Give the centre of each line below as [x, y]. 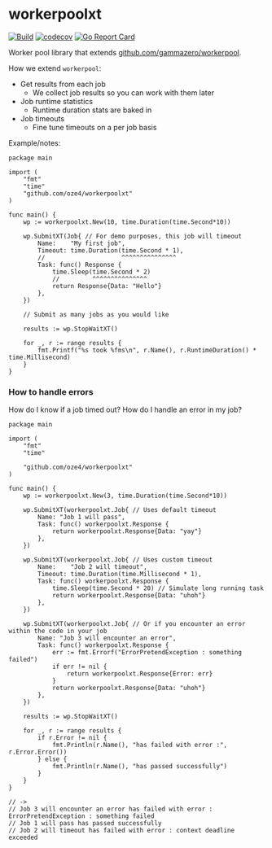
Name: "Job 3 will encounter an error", [107, 638]
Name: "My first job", [82, 243]
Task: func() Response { [80, 264]
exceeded [23, 838]
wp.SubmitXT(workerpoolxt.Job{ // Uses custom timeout [118, 560]
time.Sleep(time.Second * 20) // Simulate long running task [158, 588]
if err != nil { [79, 667]
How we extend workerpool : [55, 68]
